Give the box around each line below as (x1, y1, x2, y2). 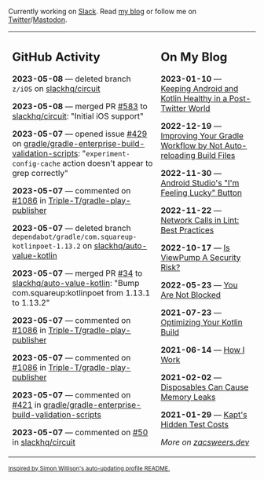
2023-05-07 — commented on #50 (12, 427, 148, 438)
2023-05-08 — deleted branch (12, 73, 131, 84)
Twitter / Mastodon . (8, 15, 68, 24)
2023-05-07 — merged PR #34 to (12, 267, 143, 278)
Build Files (197, 149, 236, 160)
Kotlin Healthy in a (160, 93, 228, 104)
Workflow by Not (160, 140, 223, 151)
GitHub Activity (12, 49, 101, 64)
